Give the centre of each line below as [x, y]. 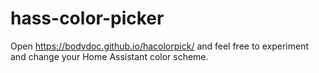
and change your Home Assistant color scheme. [109, 56]
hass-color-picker [87, 18]
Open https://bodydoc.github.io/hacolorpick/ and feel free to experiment [159, 46]
